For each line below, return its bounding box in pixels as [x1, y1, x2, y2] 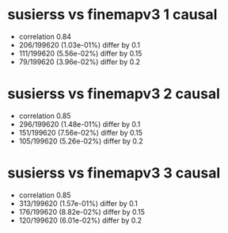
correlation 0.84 [18, 32, 72, 41]
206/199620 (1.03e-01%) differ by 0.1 [18, 40, 140, 49]
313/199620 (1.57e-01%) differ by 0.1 [18, 198, 138, 208]
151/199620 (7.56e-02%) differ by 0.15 [18, 128, 143, 137]
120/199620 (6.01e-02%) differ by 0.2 [18, 216, 142, 225]
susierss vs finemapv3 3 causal [7, 164, 221, 182]
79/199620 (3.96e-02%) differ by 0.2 [18, 57, 140, 67]
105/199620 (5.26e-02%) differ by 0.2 [18, 136, 143, 146]
